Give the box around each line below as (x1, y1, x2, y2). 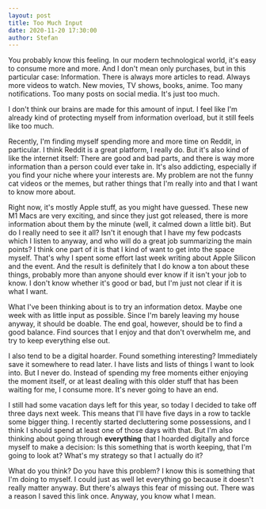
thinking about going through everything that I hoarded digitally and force (8, 434, 249, 444)
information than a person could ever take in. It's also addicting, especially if (8, 162, 257, 171)
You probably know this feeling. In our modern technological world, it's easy (8, 55, 256, 65)
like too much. (8, 121, 55, 131)
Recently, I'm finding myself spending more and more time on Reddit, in (8, 136, 241, 147)
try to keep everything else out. (8, 336, 111, 346)
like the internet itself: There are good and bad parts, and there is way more (8, 154, 255, 163)
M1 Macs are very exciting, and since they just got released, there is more (8, 211, 249, 220)
